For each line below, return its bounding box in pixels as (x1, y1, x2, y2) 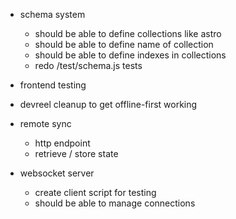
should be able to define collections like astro (34, 28, 222, 39)
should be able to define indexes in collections (34, 49, 227, 61)
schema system (19, 9, 86, 20)
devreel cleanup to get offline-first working (19, 99, 198, 110)
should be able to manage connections (34, 197, 196, 209)
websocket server (19, 167, 95, 179)
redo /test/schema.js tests (34, 60, 143, 71)
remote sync (19, 118, 72, 129)
